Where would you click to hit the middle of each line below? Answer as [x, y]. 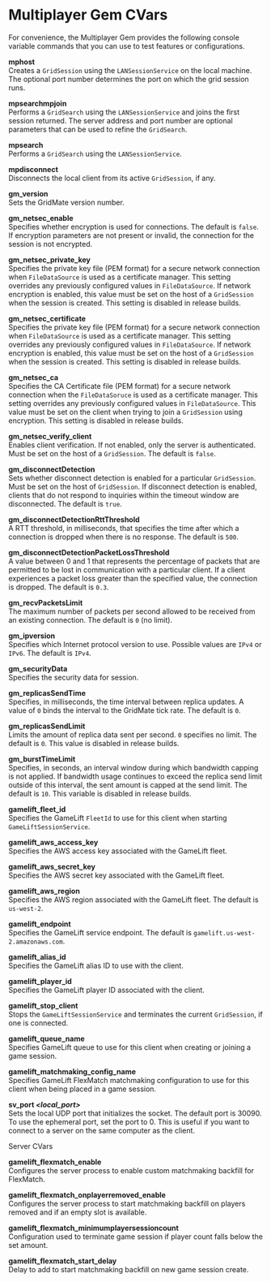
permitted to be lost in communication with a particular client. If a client [127, 569]
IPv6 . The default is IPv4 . [50, 653]
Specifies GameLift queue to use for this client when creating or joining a [130, 1047]
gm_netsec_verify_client [50, 436]
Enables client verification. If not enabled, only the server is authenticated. [132, 445]
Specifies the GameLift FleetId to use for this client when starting [118, 818]
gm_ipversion [32, 636]
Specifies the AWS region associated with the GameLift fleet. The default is [133, 900]
